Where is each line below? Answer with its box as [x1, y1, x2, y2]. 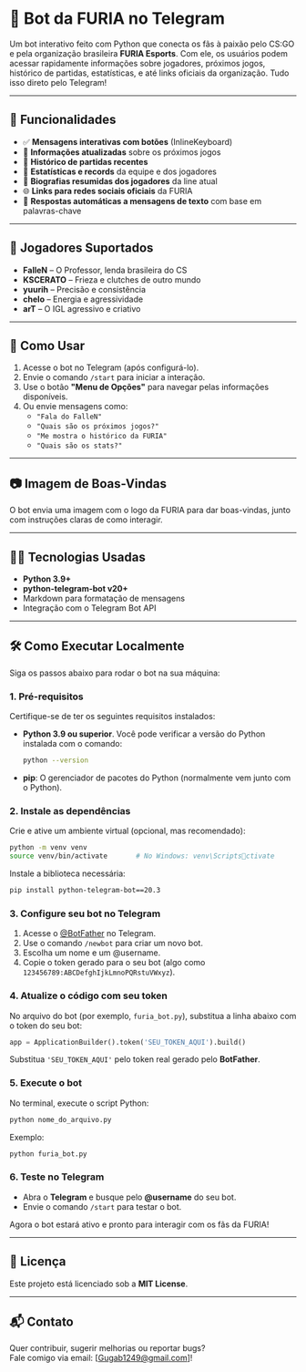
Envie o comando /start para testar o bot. [22, 1201, 182, 1212]
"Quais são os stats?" [36, 441, 123, 450]
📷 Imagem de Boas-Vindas [9, 476, 167, 491]
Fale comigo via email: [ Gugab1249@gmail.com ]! [9, 1353, 193, 1364]
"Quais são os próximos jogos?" [36, 422, 159, 431]
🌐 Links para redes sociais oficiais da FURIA [22, 185, 193, 196]
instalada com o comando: [22, 738, 123, 749]
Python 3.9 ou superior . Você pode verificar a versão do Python [22, 728, 266, 739]
